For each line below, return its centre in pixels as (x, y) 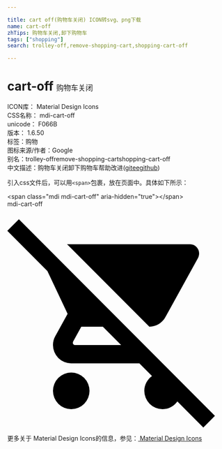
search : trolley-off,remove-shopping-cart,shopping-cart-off (98, 46)
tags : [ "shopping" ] (35, 39)
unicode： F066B (32, 124)
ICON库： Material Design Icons (53, 107)
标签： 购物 (23, 142)
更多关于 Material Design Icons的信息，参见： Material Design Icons (105, 439)
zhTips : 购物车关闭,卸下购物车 (47, 33)
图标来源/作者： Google (40, 150)
